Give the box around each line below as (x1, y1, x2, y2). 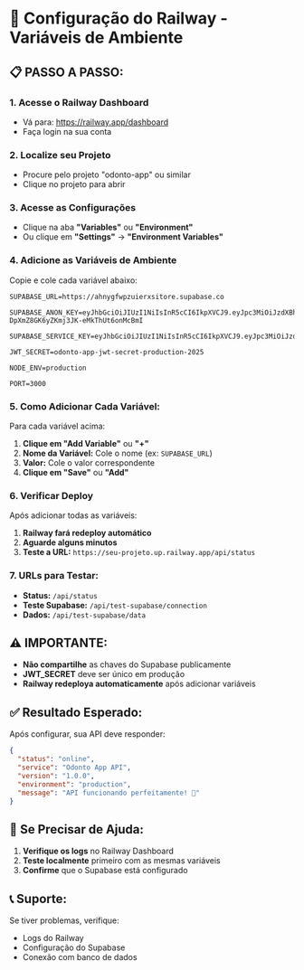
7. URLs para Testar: (9, 570, 100, 582)
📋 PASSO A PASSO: (9, 64, 124, 80)
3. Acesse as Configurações (9, 202, 137, 214)
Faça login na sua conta (22, 126, 112, 137)
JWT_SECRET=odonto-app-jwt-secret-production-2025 (9, 347, 204, 356)
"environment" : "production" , (17, 779, 131, 789)
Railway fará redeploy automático (22, 528, 152, 539)
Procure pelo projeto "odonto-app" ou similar (22, 169, 192, 180)
